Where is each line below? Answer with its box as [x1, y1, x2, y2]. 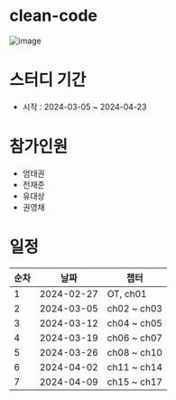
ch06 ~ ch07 [107, 331, 162, 344]
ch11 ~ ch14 [107, 360, 162, 373]
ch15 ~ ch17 [107, 376, 162, 388]
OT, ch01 [107, 287, 147, 300]
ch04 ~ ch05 [107, 317, 162, 330]
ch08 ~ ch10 [107, 346, 162, 358]
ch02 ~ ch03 [107, 302, 162, 314]
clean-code [9, 5, 97, 26]
